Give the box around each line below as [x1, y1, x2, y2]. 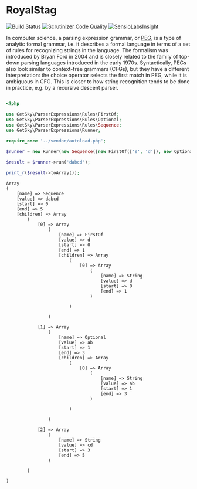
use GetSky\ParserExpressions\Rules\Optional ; [6, 117, 122, 123]
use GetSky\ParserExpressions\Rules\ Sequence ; [6, 122, 122, 128]
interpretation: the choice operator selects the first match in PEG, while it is [6, 72, 188, 79]
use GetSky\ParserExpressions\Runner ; [6, 127, 101, 134]
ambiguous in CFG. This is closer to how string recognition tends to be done [6, 77, 190, 85]
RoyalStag [6, 4, 57, 17]
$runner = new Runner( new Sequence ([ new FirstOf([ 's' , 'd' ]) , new [6, 149, 172, 155]
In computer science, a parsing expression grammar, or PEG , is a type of [6, 34, 182, 41]
